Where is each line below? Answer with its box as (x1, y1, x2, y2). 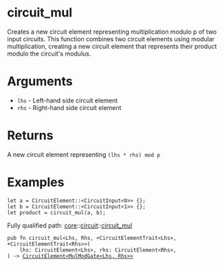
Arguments (7, 74, 74, 89)
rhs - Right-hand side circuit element (16, 103, 122, 111)
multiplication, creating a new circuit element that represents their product (7, 42, 217, 50)
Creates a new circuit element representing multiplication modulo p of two (7, 27, 217, 36)
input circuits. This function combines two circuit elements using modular (7, 34, 215, 43)
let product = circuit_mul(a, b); (7, 209, 107, 216)
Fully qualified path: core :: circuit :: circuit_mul (7, 221, 133, 230)
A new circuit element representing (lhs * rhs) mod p (7, 150, 160, 159)
